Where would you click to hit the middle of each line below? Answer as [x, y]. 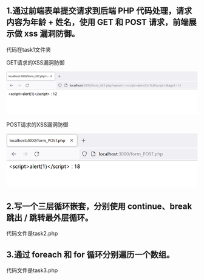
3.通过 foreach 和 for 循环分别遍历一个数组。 [90, 254]
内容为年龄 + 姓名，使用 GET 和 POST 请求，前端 [98, 22]
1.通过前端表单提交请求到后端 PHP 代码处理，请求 [99, 11]
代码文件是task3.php [32, 270]
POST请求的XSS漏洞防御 [37, 125]
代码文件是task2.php [32, 234]
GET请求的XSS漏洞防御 [36, 62]
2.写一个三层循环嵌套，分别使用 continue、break [99, 206]
